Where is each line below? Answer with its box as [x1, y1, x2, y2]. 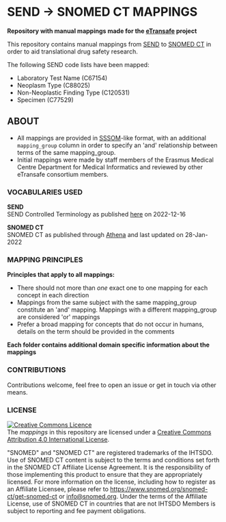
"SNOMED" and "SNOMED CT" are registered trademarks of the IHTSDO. [7, 448, 214, 456]
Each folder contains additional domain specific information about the [7, 340, 210, 349]
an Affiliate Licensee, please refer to [7, 484, 109, 493]
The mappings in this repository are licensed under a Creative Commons [7, 427, 212, 436]
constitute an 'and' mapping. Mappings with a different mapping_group [16, 306, 217, 314]
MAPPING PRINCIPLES [7, 255, 83, 264]
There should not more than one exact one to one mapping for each [16, 284, 208, 292]
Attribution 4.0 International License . [7, 435, 110, 443]
